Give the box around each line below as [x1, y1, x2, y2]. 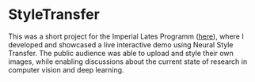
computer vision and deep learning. [8, 65, 124, 74]
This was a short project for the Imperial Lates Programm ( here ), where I [8, 32, 244, 41]
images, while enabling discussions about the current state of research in [8, 57, 248, 66]
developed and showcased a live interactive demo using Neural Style [8, 39, 234, 49]
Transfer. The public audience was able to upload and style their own [8, 48, 234, 58]
